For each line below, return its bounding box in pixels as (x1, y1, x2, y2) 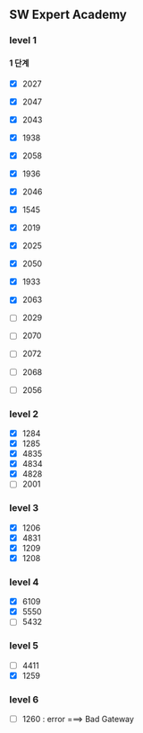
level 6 (9, 693, 39, 705)
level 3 (9, 502, 39, 514)
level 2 (9, 407, 38, 420)
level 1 (9, 34, 38, 47)
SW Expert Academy (9, 7, 127, 22)
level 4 (9, 576, 39, 588)
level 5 (9, 639, 38, 652)
